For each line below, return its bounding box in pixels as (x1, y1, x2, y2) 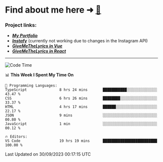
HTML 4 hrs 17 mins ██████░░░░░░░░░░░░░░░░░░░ (5, 105, 158, 109)
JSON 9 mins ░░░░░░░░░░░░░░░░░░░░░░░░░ (5, 113, 158, 118)
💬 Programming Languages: (5, 83, 57, 88)
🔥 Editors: (5, 134, 28, 139)
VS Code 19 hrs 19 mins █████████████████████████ (5, 139, 158, 144)
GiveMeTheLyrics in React (12, 48, 66, 54)
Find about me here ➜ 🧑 (5, 4, 101, 16)
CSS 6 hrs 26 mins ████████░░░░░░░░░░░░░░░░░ (5, 96, 158, 101)
